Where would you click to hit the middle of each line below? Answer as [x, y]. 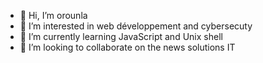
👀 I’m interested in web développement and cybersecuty [136, 26]
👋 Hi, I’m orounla [53, 15]
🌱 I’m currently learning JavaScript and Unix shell [121, 36]
